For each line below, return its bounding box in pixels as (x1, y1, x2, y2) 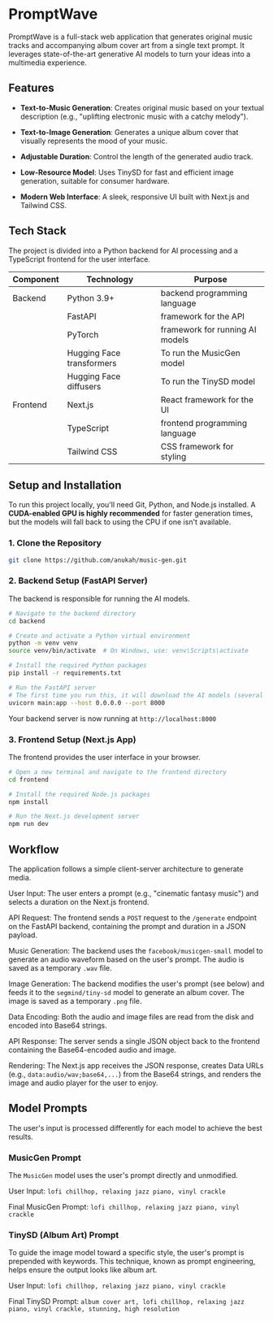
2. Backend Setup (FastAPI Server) (8, 575, 149, 586)
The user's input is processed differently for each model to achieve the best (8, 1123, 262, 1132)
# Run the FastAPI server (8, 684, 96, 692)
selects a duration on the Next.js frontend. (8, 897, 149, 906)
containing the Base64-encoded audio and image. (8, 1045, 177, 1054)
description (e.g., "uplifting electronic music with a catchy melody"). (19, 111, 249, 121)
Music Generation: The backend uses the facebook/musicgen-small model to (8, 945, 263, 955)
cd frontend (8, 776, 49, 784)
